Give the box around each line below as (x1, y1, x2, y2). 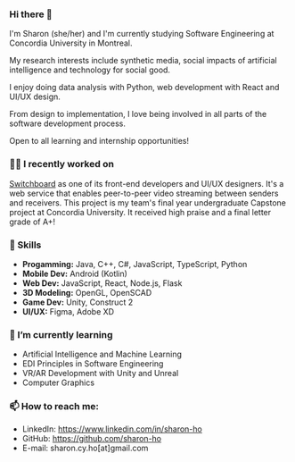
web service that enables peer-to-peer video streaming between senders (9, 188, 279, 198)
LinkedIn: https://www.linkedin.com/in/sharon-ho (21, 424, 202, 434)
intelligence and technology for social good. (9, 64, 171, 75)
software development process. (9, 118, 127, 129)
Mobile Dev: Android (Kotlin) (21, 268, 127, 279)
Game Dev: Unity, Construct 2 (21, 297, 134, 307)
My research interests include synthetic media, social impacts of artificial (9, 55, 278, 66)
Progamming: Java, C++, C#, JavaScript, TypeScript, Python (21, 258, 248, 269)
